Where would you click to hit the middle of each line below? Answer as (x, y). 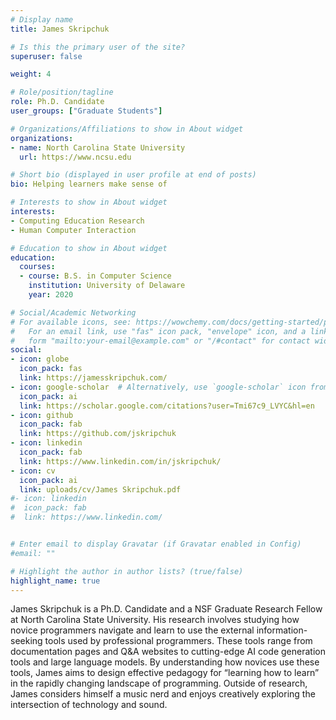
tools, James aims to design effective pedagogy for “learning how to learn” (165, 673)
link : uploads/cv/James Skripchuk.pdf (100, 489)
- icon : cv (33, 471)
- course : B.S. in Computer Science (95, 276)
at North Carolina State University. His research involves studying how (155, 620)
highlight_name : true (55, 581)
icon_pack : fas (51, 369)
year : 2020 (51, 295)
